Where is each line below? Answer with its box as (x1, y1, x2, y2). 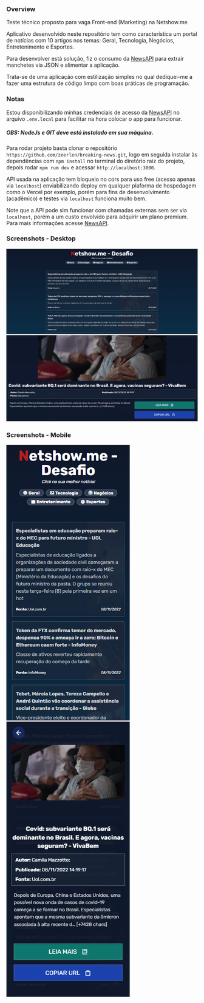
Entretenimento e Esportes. (6, 43, 75, 50)
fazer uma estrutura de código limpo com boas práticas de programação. (6, 79, 190, 87)
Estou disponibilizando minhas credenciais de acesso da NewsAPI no (6, 109, 180, 116)
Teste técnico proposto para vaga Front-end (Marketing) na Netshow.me (6, 19, 188, 26)
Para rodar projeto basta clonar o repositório (6, 144, 118, 152)
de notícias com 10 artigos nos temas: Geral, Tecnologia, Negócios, (6, 37, 175, 44)
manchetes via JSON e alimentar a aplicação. (6, 61, 120, 69)
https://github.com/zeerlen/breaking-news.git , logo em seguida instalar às (6, 150, 198, 158)
